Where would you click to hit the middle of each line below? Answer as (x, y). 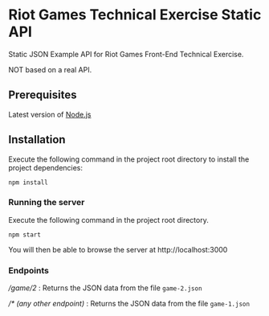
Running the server (47, 203)
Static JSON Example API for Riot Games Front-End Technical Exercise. (126, 54)
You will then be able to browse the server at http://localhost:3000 (118, 249)
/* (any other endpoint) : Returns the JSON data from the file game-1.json (129, 304)
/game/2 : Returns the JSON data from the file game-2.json (105, 288)
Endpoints (29, 270)
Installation (37, 140)
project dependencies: (45, 167)
